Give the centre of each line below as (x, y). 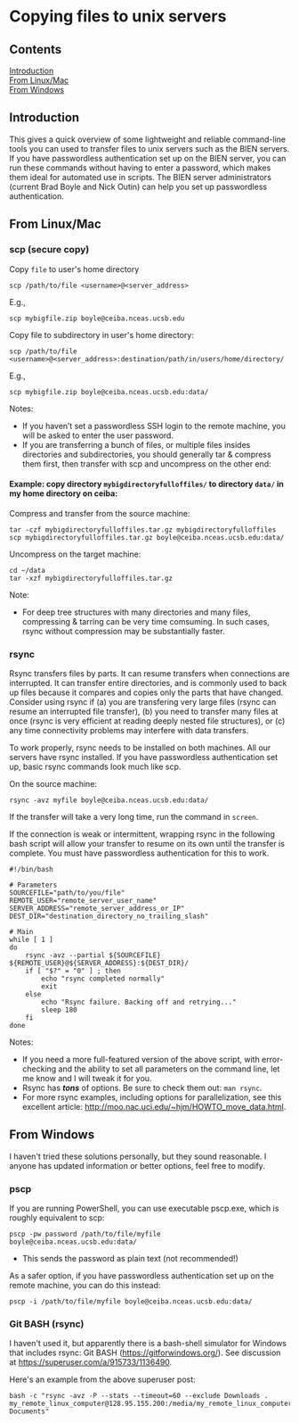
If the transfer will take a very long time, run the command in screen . (134, 817)
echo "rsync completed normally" (103, 979)
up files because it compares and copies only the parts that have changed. (146, 692)
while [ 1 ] (31, 939)
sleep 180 (59, 1010)
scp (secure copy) (49, 250)
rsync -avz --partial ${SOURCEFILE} (93, 956)
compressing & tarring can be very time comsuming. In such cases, (145, 621)
